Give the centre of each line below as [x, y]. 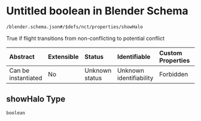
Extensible [63, 57]
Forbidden [174, 74]
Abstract [22, 57]
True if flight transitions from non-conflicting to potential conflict [86, 38]
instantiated [26, 77]
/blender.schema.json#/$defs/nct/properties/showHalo [75, 27]
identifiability [135, 77]
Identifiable [134, 57]
